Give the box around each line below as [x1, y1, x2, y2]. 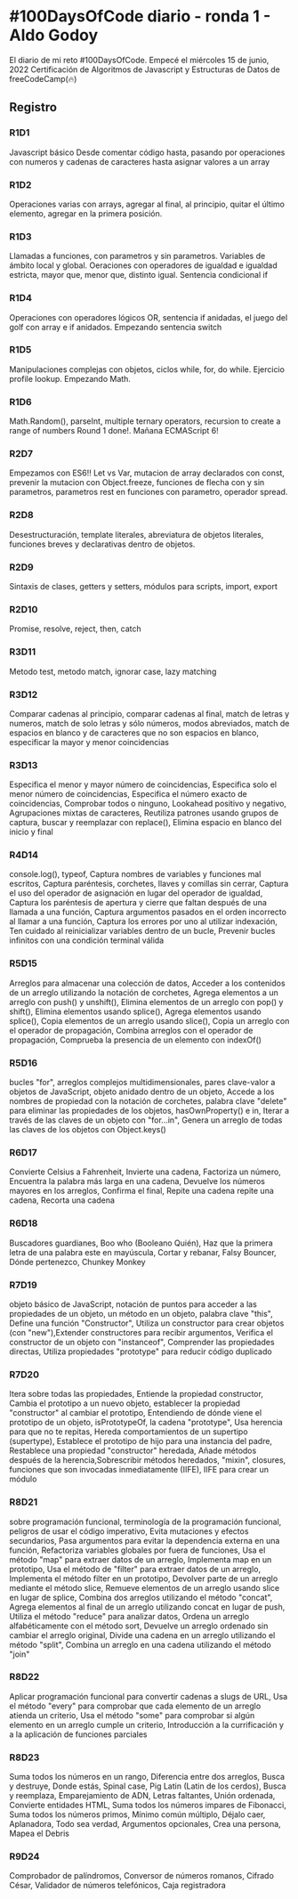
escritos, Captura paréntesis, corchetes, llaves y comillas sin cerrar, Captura [9, 879, 289, 889]
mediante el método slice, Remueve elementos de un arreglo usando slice [9, 1582, 280, 1593]
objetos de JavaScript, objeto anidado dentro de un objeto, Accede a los [9, 1086, 275, 1097]
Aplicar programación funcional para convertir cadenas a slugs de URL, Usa [9, 1691, 288, 1701]
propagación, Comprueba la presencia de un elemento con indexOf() [9, 1035, 262, 1045]
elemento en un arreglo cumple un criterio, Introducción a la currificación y [9, 1719, 285, 1730]
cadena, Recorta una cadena [9, 1195, 116, 1205]
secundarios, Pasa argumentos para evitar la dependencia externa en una [9, 1535, 280, 1546]
